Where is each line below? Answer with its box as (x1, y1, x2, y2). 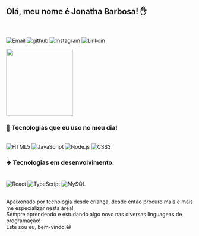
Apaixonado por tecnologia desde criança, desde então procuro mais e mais (6, 198, 193, 205)
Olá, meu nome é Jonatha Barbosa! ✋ (6, 7, 147, 17)
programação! (6, 217, 41, 224)
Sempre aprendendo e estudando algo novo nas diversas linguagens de (6, 211, 182, 218)
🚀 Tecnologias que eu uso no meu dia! (6, 123, 118, 132)
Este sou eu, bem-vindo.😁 (6, 224, 72, 231)
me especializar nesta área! (6, 205, 74, 212)
